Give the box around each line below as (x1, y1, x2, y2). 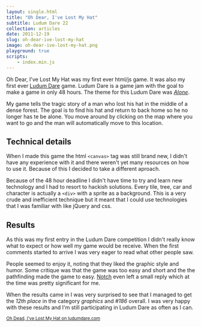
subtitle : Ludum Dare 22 (6, 20, 68, 26)
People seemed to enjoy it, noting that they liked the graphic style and (6, 260, 179, 267)
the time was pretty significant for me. (6, 280, 101, 287)
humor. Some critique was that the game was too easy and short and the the (6, 267, 196, 274)
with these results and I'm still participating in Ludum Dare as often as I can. (6, 304, 194, 311)
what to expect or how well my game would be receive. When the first (6, 242, 179, 249)
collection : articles (6, 25, 61, 32)
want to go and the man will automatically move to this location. (6, 119, 163, 126)
